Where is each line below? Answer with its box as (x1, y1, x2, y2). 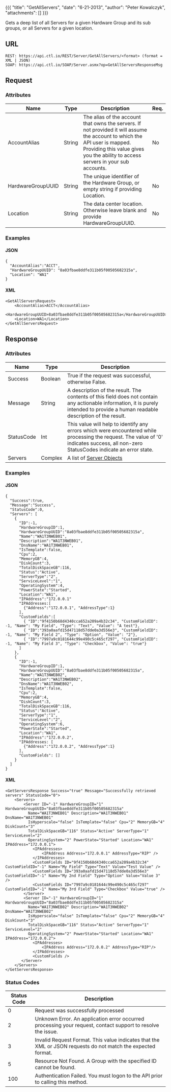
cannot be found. (35, 1064, 76, 1071)
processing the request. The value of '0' (67, 433, 163, 440)
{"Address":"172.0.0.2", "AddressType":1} (23, 744, 115, 749)
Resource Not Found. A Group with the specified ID (35, 1057, 157, 1064)
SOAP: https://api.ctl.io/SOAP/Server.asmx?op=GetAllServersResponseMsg (5, 62, 163, 67)
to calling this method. (35, 1079, 88, 1086)
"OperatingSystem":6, (18, 721, 65, 727)
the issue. (35, 1028, 59, 1035)
